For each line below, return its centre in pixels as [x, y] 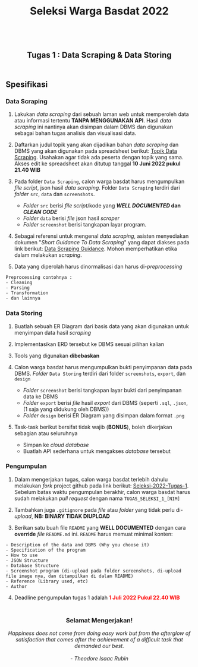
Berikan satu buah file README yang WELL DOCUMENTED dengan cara [100, 527]
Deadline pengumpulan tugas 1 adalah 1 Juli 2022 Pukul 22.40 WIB [97, 597]
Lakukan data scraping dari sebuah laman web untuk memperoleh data [101, 114]
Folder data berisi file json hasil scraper [71, 218]
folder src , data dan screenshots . [54, 194]
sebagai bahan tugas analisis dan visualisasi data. [75, 133]
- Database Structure [32, 565]
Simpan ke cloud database [56, 445]
